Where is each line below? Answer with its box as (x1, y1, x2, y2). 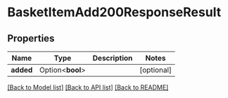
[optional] (139, 65, 172, 75)
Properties (7, 32, 55, 44)
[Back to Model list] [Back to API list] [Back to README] (7, 83, 169, 92)
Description (92, 54, 133, 63)
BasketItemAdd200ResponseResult (7, 4, 222, 20)
